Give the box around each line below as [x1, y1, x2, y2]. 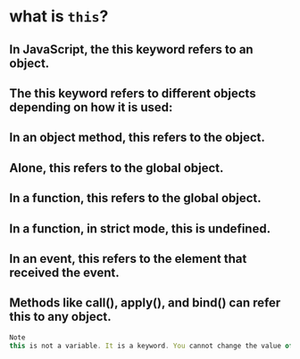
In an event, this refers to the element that [9, 251, 247, 266]
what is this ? [9, 6, 109, 27]
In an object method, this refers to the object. [9, 130, 265, 145]
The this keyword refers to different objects [9, 86, 256, 101]
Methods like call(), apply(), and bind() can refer [9, 296, 281, 311]
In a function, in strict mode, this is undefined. [9, 221, 271, 236]
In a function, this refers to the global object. [9, 191, 262, 206]
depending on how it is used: [9, 100, 173, 115]
